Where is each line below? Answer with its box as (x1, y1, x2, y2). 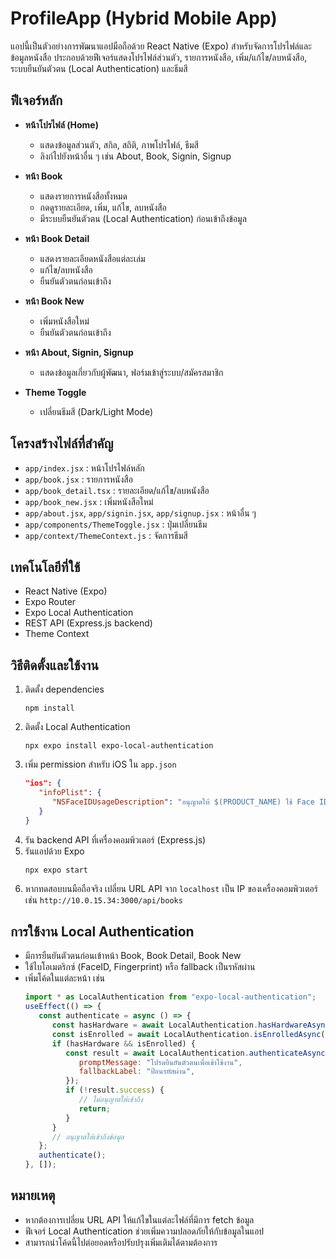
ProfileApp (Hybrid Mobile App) (10, 7, 278, 30)
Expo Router (24, 596, 77, 608)
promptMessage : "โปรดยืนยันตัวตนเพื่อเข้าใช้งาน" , (78, 1057, 243, 1067)
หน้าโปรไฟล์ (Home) (24, 118, 99, 131)
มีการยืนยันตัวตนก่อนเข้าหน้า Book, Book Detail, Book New (24, 950, 242, 962)
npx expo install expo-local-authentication (24, 741, 214, 751)
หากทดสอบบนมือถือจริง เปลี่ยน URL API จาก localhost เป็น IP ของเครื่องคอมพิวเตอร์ (24, 882, 318, 894)
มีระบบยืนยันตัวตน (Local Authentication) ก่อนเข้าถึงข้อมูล (39, 212, 247, 224)
